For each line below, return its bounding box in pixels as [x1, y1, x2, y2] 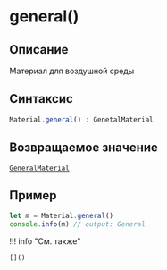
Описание [9, 42, 69, 57]
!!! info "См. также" [9, 236, 81, 247]
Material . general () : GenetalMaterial [9, 114, 154, 124]
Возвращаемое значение [9, 140, 159, 156]
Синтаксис [9, 91, 73, 106]
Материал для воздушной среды [9, 65, 135, 76]
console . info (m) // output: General [9, 220, 146, 229]
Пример [9, 188, 57, 203]
